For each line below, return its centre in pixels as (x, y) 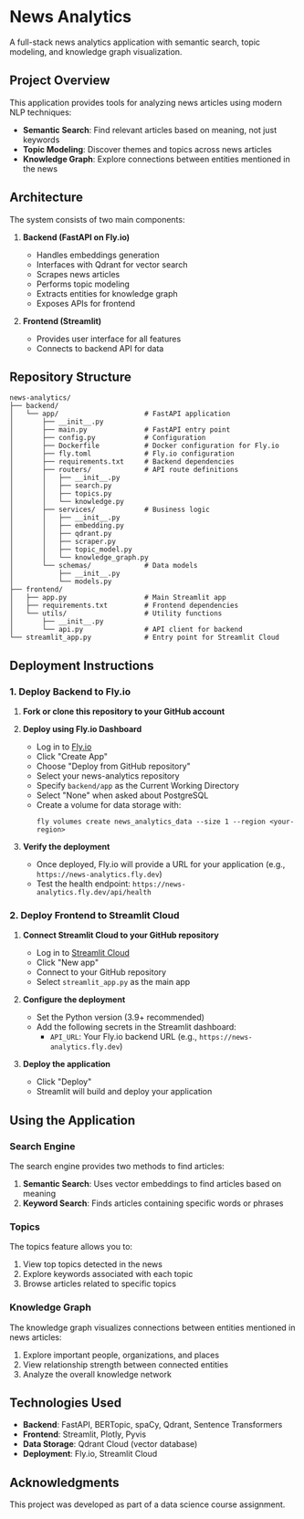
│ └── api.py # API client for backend (126, 630)
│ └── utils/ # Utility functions (116, 613)
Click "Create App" (72, 757)
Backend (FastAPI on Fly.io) (76, 237)
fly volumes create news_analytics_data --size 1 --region (151, 822)
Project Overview (60, 81)
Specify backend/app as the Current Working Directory (138, 786)
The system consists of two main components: (97, 219)
